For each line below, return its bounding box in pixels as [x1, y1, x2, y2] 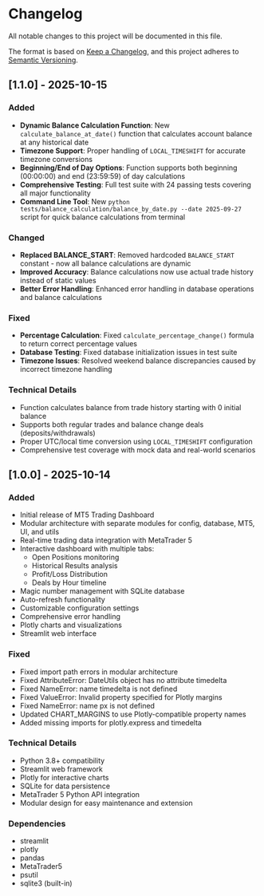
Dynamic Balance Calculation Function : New [19, 120, 170, 130]
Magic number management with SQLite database [19, 586, 185, 596]
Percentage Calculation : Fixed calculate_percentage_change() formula [19, 330, 254, 340]
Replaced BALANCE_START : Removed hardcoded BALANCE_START [19, 250, 235, 259]
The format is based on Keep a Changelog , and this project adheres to [8, 46, 239, 56]
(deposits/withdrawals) [19, 428, 96, 437]
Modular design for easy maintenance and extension [19, 798, 193, 807]
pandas [19, 853, 45, 862]
